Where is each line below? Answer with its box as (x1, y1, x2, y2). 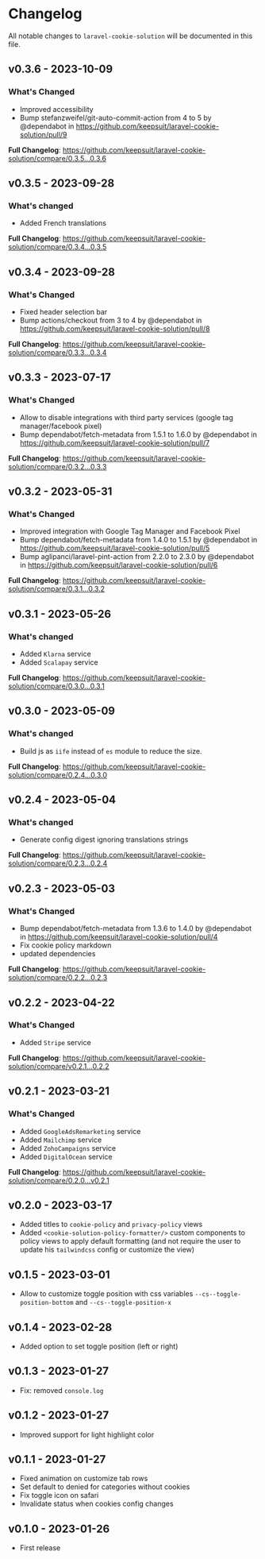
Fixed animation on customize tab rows (19, 1474, 148, 1484)
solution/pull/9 (19, 129, 67, 139)
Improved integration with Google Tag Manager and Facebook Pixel (19, 527, 240, 536)
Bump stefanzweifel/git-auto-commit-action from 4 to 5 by (19, 113, 212, 122)
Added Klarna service (19, 649, 91, 659)
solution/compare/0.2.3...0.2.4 (8, 859, 108, 868)
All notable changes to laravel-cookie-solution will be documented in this (8, 31, 253, 41)
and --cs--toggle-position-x (75, 1298, 172, 1307)
